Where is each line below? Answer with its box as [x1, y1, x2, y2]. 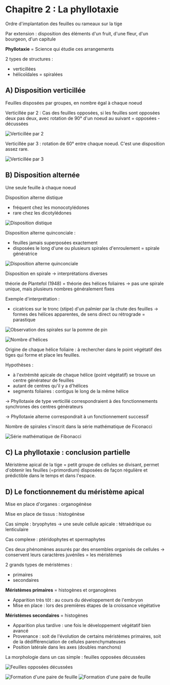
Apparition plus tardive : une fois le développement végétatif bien [12, 622, 151, 629]
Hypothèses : [5, 362, 34, 368]
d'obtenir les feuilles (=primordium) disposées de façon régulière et [5, 467, 148, 473]
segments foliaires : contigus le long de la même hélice [12, 388, 129, 394]
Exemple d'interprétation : [5, 296, 60, 302]
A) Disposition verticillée [5, 86, 86, 95]
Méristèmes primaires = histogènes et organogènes [5, 587, 117, 593]
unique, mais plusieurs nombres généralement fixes [5, 286, 115, 292]
